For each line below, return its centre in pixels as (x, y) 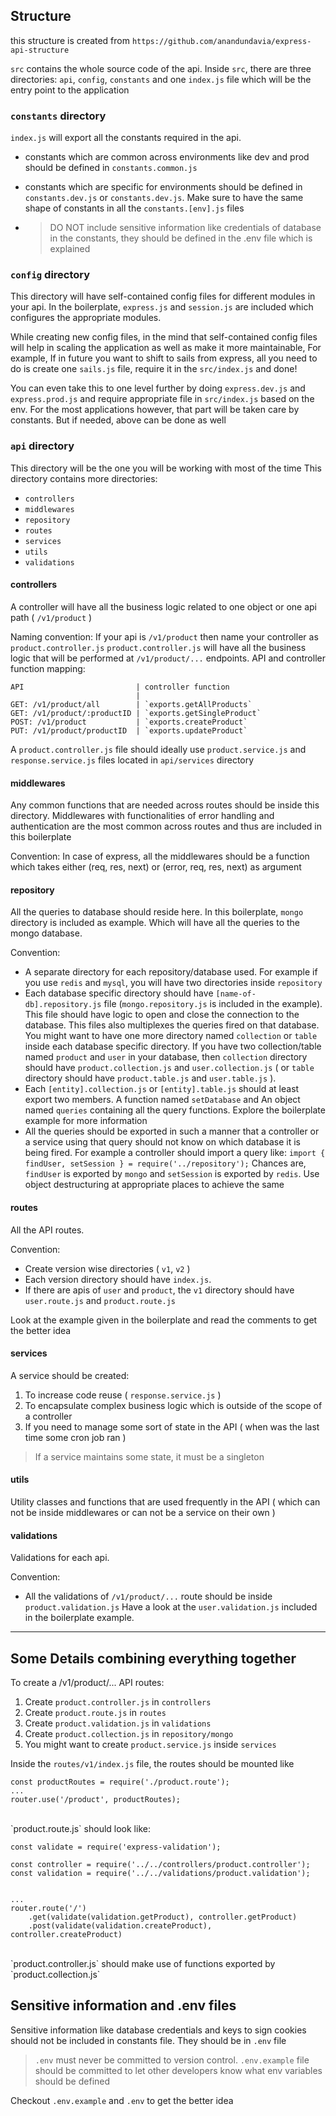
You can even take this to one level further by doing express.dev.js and (158, 388)
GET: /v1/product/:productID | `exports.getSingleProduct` (136, 713)
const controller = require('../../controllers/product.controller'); (160, 1864)
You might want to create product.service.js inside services (150, 1744)
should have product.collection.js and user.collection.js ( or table (169, 1068)
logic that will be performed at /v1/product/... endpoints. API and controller (168, 658)
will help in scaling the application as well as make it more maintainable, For (166, 348)
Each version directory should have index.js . (118, 1279)
